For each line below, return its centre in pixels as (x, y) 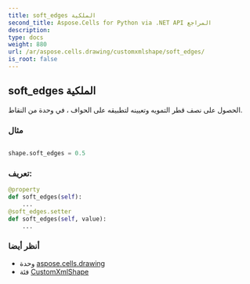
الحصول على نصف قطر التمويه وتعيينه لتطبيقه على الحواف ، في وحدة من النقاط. (125, 110)
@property (24, 190)
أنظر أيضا (24, 246)
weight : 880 (27, 45)
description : (29, 30)
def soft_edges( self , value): (58, 219)
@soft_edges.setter (40, 211)
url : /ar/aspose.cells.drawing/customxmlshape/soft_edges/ (107, 52)
